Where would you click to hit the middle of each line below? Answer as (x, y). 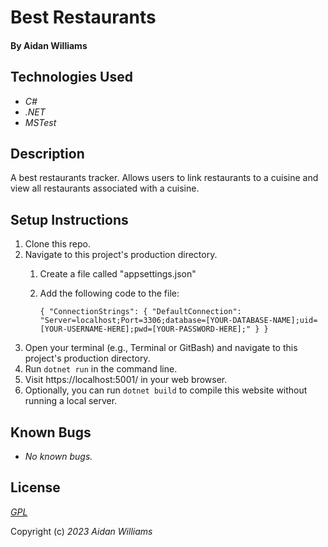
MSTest (40, 122)
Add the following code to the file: (109, 293)
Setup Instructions (69, 219)
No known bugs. (58, 457)
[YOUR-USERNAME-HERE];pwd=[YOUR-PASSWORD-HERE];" (145, 329)
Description (47, 153)
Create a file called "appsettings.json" (118, 274)
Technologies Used (71, 77)
